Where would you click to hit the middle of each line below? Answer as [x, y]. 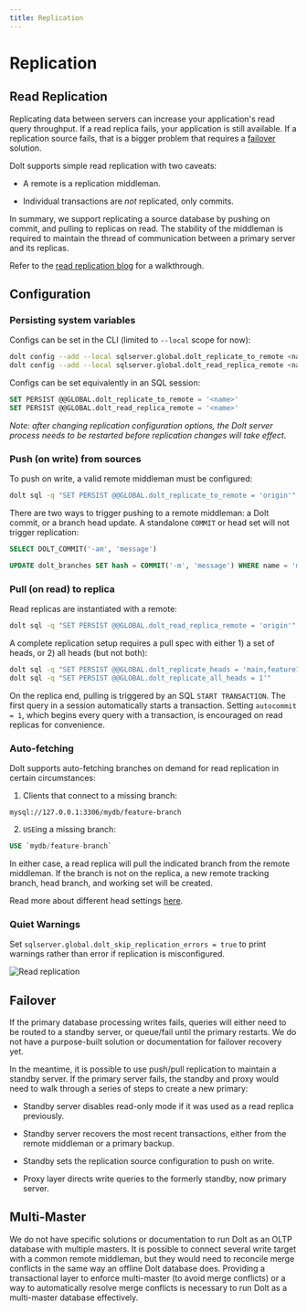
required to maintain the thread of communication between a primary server [153, 238]
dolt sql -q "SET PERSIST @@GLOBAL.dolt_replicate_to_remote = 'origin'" [153, 496]
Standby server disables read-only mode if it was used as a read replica [158, 1106]
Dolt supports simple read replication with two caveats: [113, 165]
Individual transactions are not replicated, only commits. [128, 201]
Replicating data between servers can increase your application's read [143, 119]
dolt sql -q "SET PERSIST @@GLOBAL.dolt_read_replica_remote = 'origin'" [153, 626]
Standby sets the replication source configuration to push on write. [148, 1160]
